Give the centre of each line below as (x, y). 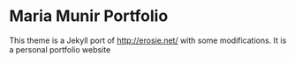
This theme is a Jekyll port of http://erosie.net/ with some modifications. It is (148, 40)
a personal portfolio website (60, 49)
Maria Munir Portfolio (89, 16)
